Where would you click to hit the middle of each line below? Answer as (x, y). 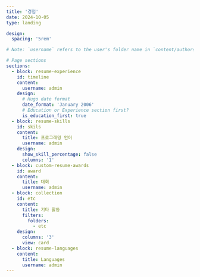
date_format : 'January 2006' (58, 105)
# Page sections (26, 61)
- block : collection (37, 193)
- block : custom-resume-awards (50, 165)
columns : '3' (38, 237)
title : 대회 (35, 182)
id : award (29, 171)
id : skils (29, 127)
